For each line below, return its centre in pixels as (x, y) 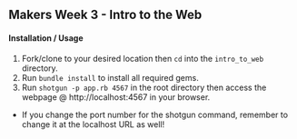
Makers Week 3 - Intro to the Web (105, 15)
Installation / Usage (46, 38)
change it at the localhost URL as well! (93, 124)
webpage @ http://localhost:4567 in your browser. (116, 97)
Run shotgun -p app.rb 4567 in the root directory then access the (144, 87)
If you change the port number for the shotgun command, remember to (154, 114)
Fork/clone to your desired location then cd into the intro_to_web (143, 58)
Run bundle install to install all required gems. (110, 77)
